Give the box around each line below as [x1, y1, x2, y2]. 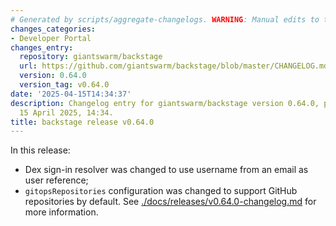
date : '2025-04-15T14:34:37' [10, 89, 132, 99]
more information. [24, 206, 99, 218]
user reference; [24, 174, 89, 186]
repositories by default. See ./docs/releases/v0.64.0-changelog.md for [24, 196, 317, 208]
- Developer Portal [10, 33, 92, 43]
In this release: [10, 144, 71, 156]
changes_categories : [10, 24, 97, 34]
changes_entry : [10, 42, 74, 53]
